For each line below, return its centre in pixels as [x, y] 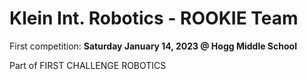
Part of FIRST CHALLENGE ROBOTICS [88, 65]
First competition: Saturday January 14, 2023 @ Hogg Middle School [153, 46]
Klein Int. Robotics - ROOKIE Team [154, 18]
